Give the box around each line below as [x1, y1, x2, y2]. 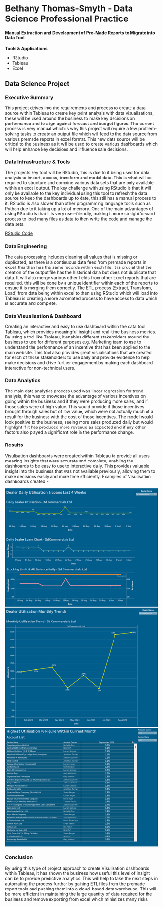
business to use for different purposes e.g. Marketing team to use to [5, 339, 142, 345]
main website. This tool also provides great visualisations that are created [5, 349, 152, 355]
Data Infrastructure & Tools [5, 159, 70, 165]
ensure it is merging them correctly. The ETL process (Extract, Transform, [5, 285, 152, 291]
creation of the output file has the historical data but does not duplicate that [5, 269, 156, 275]
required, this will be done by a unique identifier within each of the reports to [5, 280, 158, 285]
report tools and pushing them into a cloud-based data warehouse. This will [5, 886, 157, 891]
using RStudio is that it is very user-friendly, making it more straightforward [5, 211, 155, 217]
